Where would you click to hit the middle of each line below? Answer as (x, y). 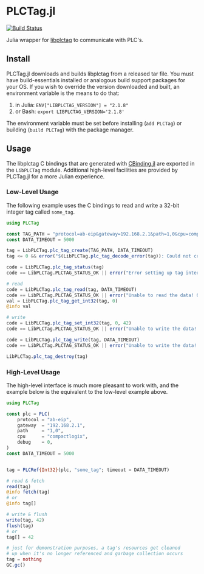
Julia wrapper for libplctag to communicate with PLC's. (75, 40)
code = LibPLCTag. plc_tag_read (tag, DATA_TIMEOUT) (72, 289)
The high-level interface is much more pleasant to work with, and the (93, 385)
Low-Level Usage (32, 192)
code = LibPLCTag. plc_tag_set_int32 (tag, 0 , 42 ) (69, 323)
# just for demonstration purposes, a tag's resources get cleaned (93, 548)
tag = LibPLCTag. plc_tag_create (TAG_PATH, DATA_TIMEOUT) (80, 251)
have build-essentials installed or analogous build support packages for (96, 80)
